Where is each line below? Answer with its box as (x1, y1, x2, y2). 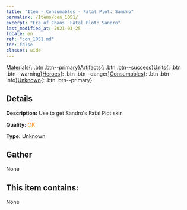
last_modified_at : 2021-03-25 (6, 25, 81, 32)
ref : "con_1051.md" (6, 36, 55, 42)
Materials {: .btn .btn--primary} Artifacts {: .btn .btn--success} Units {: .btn (6, 64, 181, 71)
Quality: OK (6, 121, 36, 128)
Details (6, 93, 33, 104)
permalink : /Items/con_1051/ (6, 14, 78, 20)
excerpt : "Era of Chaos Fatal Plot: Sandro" (6, 20, 121, 26)
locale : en (6, 31, 33, 37)
